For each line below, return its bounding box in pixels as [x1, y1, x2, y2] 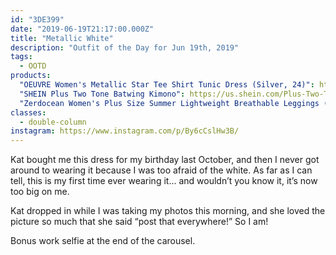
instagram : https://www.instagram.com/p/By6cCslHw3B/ [10, 126, 240, 136]
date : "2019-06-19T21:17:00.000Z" [10, 24, 155, 34]
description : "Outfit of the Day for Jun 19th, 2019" [10, 42, 240, 53]
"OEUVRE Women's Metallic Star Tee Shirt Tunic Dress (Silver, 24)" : [19, 80, 315, 90]
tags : [10, 52, 33, 62]
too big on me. [10, 186, 70, 198]
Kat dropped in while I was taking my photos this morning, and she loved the [10, 205, 326, 217]
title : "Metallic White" [10, 33, 114, 43]
